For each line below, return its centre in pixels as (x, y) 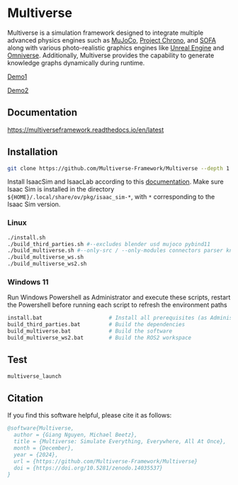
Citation (25, 398)
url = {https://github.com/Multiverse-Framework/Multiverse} (106, 461)
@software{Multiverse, (41, 428)
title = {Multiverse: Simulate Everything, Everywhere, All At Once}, (120, 442)
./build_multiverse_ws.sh (45, 257)
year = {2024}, (36, 455)
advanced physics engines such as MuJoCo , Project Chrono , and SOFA (112, 40)
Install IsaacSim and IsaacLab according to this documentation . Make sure (116, 182)
